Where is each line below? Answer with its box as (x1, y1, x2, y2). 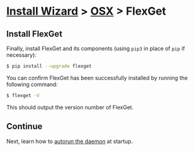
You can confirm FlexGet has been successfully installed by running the (6, 74, 188, 81)
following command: (6, 81, 58, 88)
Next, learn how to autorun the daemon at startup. (6, 138, 133, 145)
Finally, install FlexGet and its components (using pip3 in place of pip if (6, 45, 185, 52)
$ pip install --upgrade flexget (6, 63, 92, 69)
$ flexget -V (6, 92, 40, 98)
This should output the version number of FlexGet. (6, 103, 134, 111)
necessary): (6, 51, 37, 59)
